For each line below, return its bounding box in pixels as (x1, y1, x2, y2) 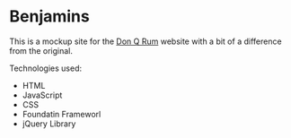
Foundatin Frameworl (22, 108, 101, 119)
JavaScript (22, 90, 63, 100)
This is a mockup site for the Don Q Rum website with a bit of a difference (9, 36, 282, 47)
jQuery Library (22, 118, 76, 129)
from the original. (9, 45, 74, 56)
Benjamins (9, 6, 90, 27)
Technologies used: (9, 63, 83, 73)
